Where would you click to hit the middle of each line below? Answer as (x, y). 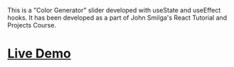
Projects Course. (32, 25)
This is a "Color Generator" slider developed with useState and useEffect (114, 10)
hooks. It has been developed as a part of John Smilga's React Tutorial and (117, 18)
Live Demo (39, 54)
